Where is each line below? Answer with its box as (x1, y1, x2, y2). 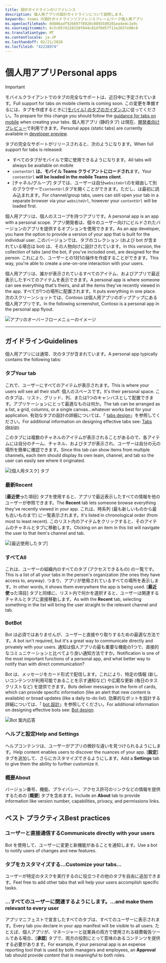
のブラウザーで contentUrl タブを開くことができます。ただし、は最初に (12, 186, 156, 192)
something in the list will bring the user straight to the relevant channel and (5, 602, 157, 608)
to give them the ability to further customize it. (5, 761, 99, 767)
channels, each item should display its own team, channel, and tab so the (5, 452, 154, 458)
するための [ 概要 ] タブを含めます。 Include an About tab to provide (5, 792, 140, 799)
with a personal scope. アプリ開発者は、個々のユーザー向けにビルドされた (5, 219, 157, 225)
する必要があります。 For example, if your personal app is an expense (5, 941, 146, 948)
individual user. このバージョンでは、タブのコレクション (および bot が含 (5, 237, 153, 243)
